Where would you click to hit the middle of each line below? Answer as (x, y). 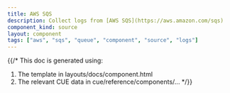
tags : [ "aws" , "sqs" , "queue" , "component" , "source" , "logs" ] (103, 40)
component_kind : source (43, 27)
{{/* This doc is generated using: (55, 60)
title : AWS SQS (30, 14)
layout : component (34, 34)
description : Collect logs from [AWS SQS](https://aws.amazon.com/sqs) (115, 21)
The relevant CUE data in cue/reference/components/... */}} (105, 82)
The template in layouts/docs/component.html (85, 75)
